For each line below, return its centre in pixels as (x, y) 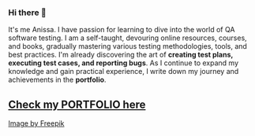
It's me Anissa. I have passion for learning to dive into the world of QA (122, 30)
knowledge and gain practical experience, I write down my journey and (124, 72)
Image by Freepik (36, 123)
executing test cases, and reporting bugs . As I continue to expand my (124, 63)
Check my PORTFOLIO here (77, 104)
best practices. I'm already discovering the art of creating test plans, (121, 55)
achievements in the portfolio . (57, 80)
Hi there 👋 (28, 13)
